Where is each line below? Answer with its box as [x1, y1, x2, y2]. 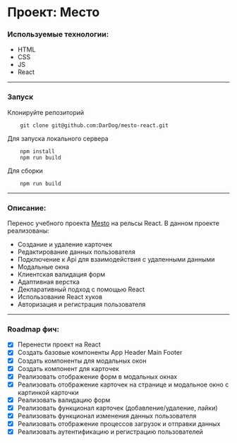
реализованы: [7, 226, 49, 235]
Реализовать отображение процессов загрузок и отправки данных [17, 419, 221, 427]
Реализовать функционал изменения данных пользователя [17, 411, 197, 420]
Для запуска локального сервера [7, 134, 109, 142]
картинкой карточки [17, 388, 79, 396]
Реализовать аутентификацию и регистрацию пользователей [17, 427, 203, 436]
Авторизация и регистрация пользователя [17, 301, 146, 309]
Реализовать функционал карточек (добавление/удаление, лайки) [17, 403, 218, 412]
